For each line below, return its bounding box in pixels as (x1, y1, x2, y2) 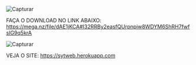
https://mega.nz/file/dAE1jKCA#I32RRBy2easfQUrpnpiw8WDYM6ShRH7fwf (6, 23, 190, 30)
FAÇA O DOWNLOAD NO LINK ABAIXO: (6, 17, 102, 23)
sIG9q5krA (6, 29, 32, 36)
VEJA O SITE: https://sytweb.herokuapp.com (6, 52, 116, 59)
